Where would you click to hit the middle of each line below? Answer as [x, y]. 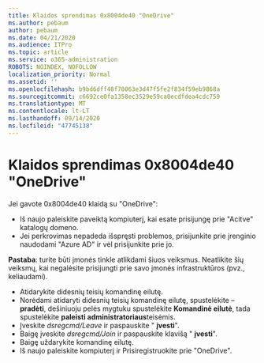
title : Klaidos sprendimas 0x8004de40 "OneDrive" [91, 15]
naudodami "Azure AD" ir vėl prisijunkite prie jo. [97, 244]
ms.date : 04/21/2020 [42, 38]
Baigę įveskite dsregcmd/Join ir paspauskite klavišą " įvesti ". [119, 334]
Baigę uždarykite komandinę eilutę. [76, 342]
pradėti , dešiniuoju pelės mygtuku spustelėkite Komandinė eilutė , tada [135, 308]
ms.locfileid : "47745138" [50, 126]
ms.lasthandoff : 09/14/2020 [54, 119]
